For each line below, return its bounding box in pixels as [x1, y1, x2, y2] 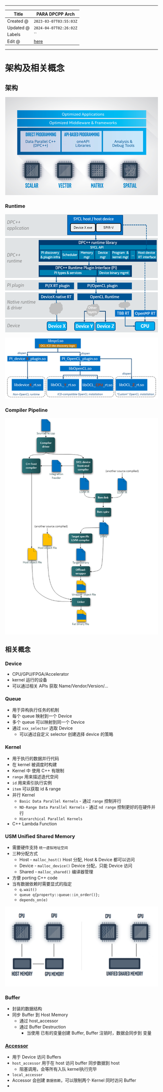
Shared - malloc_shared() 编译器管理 [19, 869, 94, 875]
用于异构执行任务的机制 [12, 707, 59, 713]
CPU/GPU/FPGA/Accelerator [12, 671, 69, 677]
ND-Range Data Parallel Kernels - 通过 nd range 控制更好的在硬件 [19, 804, 151, 810]
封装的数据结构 [12, 1006, 42, 1012]
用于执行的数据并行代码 [12, 755, 59, 761]
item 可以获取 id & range [12, 785, 61, 792]
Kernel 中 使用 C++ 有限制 [12, 768, 65, 773]
